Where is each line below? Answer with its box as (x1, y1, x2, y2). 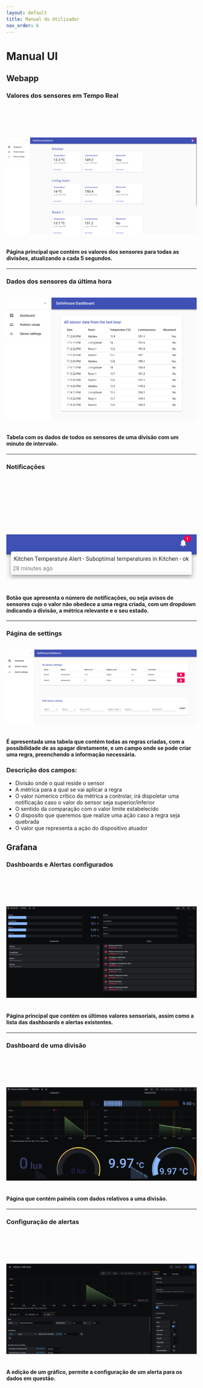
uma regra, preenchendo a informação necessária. (6, 751, 137, 758)
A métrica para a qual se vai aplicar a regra (14, 786, 123, 793)
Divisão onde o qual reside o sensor (14, 780, 105, 787)
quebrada (14, 818, 39, 825)
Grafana (6, 842, 37, 852)
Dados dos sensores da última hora (6, 277, 112, 285)
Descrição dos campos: (6, 766, 77, 775)
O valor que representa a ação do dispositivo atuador (14, 825, 148, 832)
